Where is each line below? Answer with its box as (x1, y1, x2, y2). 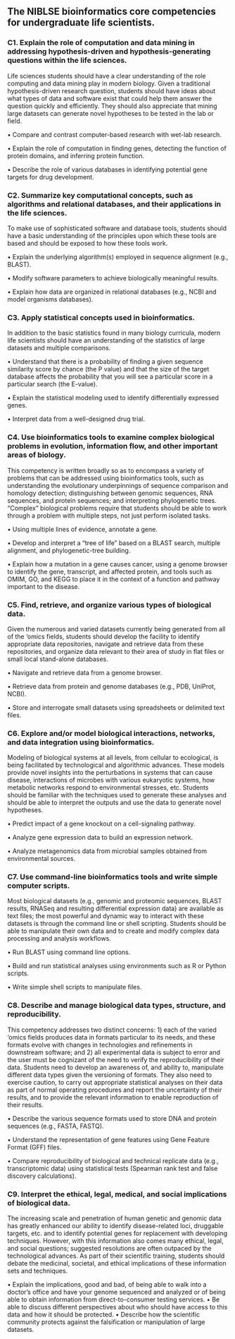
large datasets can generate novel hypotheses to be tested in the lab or (7, 109, 215, 117)
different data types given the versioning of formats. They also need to (7, 1070, 212, 1079)
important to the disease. (7, 582, 80, 590)
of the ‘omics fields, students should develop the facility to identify (7, 632, 201, 641)
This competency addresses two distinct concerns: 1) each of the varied (7, 1025, 217, 1034)
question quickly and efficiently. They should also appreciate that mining (7, 102, 217, 110)
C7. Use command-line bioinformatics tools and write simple (7, 872, 218, 882)
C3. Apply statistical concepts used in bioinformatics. (7, 312, 196, 322)
